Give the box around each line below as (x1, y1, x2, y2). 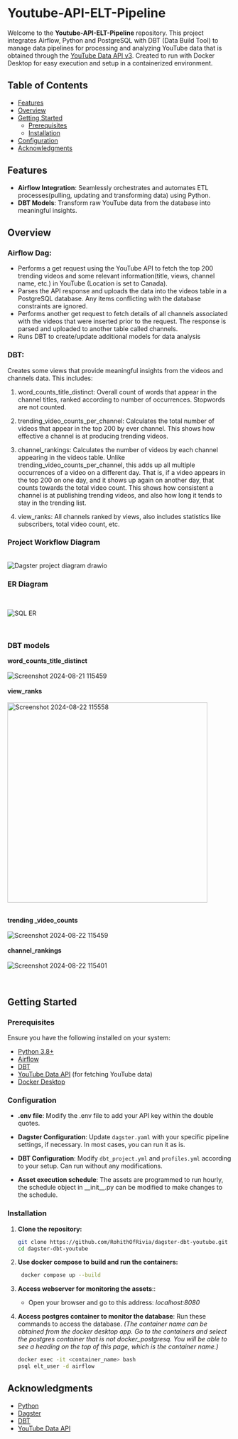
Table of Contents (7, 80, 89, 92)
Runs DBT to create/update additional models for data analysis (17, 333, 201, 341)
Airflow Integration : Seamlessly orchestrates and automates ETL (17, 183, 209, 192)
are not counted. (17, 402, 67, 411)
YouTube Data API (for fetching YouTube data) (17, 1070, 153, 1079)
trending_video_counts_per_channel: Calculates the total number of (17, 417, 215, 425)
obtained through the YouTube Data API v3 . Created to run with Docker (7, 51, 215, 60)
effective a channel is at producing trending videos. (17, 431, 168, 440)
